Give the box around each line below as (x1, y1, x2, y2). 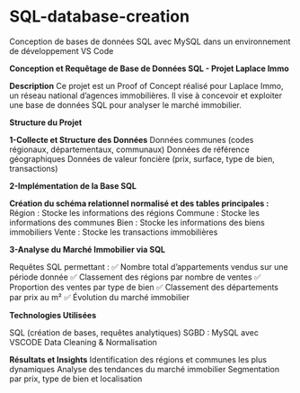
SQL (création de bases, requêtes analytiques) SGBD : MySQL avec (9, 326, 259, 338)
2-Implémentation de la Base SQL (9, 180, 137, 191)
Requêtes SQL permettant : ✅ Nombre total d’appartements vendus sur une (9, 261, 289, 272)
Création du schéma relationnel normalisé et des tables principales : (9, 198, 269, 209)
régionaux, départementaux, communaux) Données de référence (9, 144, 250, 155)
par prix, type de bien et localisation (9, 373, 143, 384)
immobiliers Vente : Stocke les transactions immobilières (9, 227, 218, 237)
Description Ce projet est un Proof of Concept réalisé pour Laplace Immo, (9, 80, 284, 91)
